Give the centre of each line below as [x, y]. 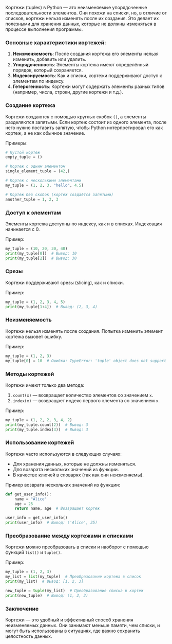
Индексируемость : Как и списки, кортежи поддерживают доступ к [88, 76]
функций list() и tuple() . [34, 552]
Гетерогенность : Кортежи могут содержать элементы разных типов [89, 86]
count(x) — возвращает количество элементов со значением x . [83, 395]
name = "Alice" [31, 499]
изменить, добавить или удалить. [49, 59]
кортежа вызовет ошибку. [34, 336]
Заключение [22, 609]
